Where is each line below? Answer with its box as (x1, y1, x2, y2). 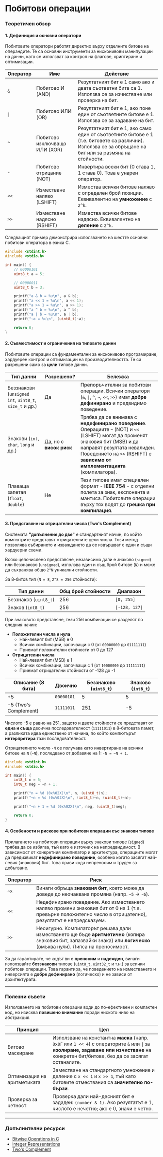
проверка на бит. (78, 97, 118, 104)
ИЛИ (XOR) (36, 146, 63, 153)
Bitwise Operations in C (12, 1136, 59, 1142)
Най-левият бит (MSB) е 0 (19, 636, 74, 642)
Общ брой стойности (59, 588, 111, 594)
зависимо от (80, 456, 112, 463)
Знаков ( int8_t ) (7, 604, 45, 610)
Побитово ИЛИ (36, 108, 72, 115)
